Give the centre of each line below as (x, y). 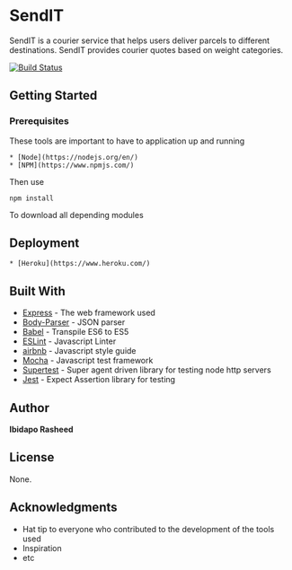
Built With (37, 291)
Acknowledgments (64, 508)
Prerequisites (39, 121)
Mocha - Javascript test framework (88, 361)
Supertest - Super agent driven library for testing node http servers (146, 370)
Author (29, 408)
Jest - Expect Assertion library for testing (99, 380)
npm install (31, 198)
